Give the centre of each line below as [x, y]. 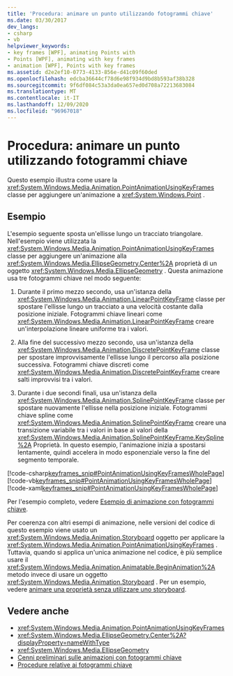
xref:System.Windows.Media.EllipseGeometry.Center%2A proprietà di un [112, 263]
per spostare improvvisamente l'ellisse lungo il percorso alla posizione [118, 357]
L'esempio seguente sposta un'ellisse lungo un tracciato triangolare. [105, 233]
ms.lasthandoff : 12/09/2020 [48, 105]
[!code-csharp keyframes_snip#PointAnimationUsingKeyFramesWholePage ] [116, 473]
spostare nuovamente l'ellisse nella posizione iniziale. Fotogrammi [112, 407]
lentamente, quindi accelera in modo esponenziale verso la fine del [114, 452]
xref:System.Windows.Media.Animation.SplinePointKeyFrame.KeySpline [121, 437]
